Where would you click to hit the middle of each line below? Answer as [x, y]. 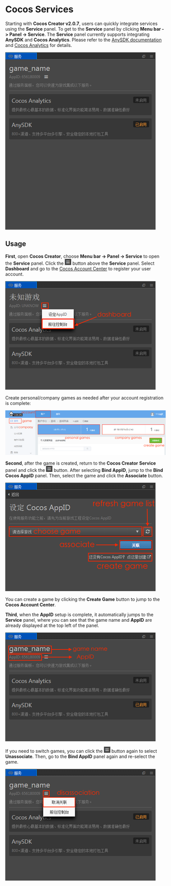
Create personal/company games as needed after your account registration [84, 398]
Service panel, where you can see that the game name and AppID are [79, 620]
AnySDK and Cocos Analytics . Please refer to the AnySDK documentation [83, 40]
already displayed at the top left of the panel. [52, 625]
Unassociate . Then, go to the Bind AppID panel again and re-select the [80, 756]
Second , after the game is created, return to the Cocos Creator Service [81, 463]
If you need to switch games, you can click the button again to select [81, 751]
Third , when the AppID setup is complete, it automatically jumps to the [79, 615]
